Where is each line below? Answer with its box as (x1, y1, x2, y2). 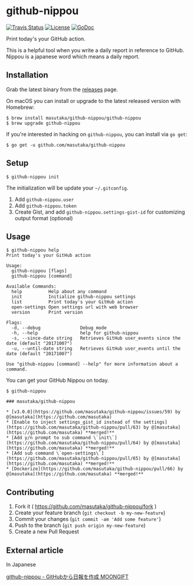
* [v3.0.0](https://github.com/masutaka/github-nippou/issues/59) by (6, 409, 181, 415)
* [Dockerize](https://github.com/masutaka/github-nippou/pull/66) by (6, 466, 184, 472)
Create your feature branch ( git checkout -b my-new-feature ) (14, 509, 166, 516)
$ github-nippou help (6, 247, 60, 253)
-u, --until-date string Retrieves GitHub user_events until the (11, 346, 181, 352)
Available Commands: (6, 284, 57, 289)
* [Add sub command (6, 450, 54, 456)
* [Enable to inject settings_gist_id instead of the (6, 419, 142, 426)
